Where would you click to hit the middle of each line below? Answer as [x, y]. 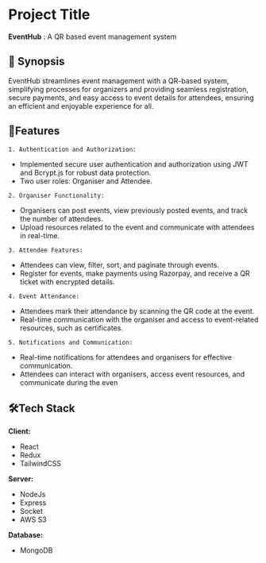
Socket [31, 511]
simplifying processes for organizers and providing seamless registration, [128, 89]
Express [33, 503]
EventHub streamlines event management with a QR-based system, [119, 80]
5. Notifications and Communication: [71, 342]
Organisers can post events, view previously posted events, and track [134, 210]
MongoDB [36, 550]
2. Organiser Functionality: [56, 195]
